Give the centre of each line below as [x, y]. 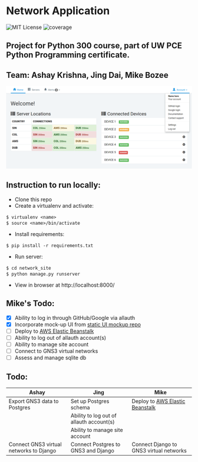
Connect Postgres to [95, 444]
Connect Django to [154, 444]
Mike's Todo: [30, 304]
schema [80, 407]
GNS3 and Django [93, 451]
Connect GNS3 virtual [35, 444]
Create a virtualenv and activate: [54, 205]
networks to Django [32, 451]
